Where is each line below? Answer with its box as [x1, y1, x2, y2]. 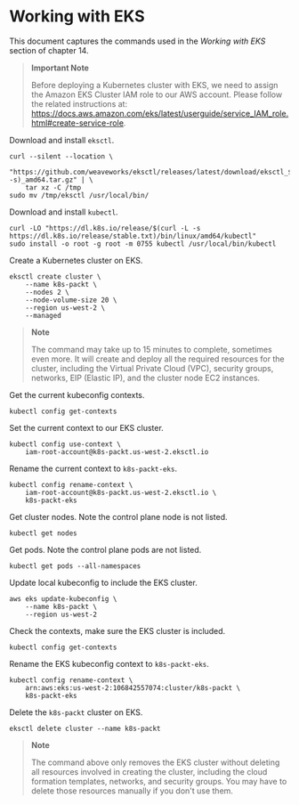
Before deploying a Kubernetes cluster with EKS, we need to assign [30, 79, 279, 90]
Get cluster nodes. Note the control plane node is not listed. [9, 511, 229, 522]
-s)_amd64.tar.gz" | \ [9, 175, 93, 184]
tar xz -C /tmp [25, 183, 82, 192]
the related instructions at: [30, 98, 127, 109]
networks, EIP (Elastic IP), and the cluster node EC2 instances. [30, 372, 261, 383]
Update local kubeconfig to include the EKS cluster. [9, 577, 198, 588]
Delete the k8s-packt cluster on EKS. [9, 706, 143, 718]
